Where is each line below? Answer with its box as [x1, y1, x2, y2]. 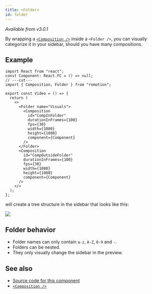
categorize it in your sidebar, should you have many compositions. [5, 41, 142, 47]
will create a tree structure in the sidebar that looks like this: [5, 201, 129, 207]
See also [5, 264, 33, 273]
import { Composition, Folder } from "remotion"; [5, 82, 112, 87]
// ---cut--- [5, 78, 33, 83]
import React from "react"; [5, 69, 64, 74]
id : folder [5, 12, 28, 17]
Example [5, 55, 33, 64]
